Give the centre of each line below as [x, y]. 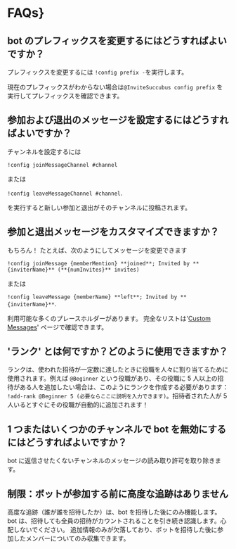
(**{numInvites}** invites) [98, 270]
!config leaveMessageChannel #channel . [65, 193]
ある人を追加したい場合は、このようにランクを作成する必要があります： [124, 387]
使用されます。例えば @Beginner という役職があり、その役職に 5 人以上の [112, 379]
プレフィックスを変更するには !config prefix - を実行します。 [98, 72]
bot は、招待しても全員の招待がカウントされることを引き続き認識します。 [114, 521]
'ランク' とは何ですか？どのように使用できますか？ [118, 352]
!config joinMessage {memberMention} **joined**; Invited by [99, 263]
